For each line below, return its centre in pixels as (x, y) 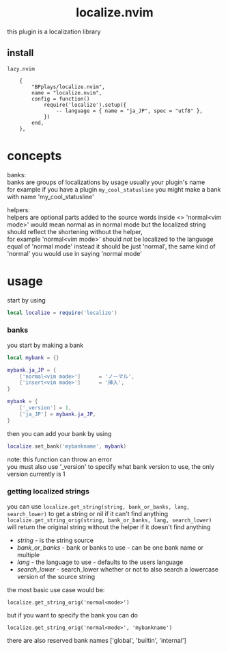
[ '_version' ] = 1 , (45, 408)
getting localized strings (48, 492)
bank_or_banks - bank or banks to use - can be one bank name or (110, 547)
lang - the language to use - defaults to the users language (100, 562)
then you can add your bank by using (59, 433)
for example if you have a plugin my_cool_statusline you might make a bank (114, 189)
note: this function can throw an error (60, 459)
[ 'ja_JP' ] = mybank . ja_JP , (58, 414)
